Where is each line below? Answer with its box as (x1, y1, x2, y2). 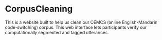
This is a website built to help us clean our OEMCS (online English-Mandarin (5, 19, 158, 25)
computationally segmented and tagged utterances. (5, 29, 109, 35)
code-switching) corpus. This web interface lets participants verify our (5, 24, 147, 30)
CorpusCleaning (5, 3, 73, 14)
